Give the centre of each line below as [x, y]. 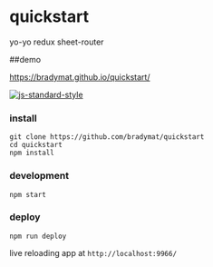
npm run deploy [38, 236]
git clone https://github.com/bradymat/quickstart [107, 137]
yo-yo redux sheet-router [57, 42]
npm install [32, 153]
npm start [28, 194]
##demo [25, 59]
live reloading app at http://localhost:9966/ [93, 252]
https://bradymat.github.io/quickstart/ [80, 77]
